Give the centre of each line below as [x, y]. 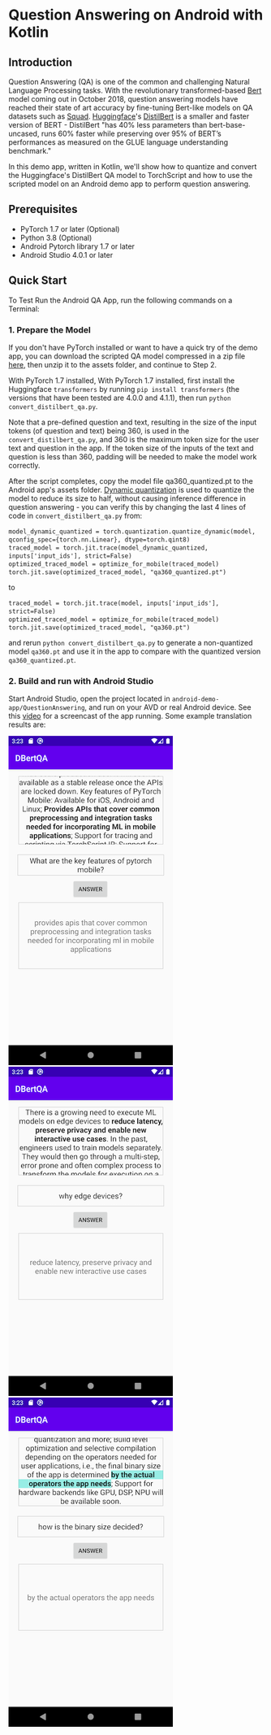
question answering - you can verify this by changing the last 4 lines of [127, 507]
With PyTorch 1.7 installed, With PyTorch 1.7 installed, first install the [122, 380]
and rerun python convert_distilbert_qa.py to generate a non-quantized [131, 642]
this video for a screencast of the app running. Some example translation [130, 716]
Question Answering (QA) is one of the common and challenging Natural [129, 82]
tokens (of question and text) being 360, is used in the [99, 430]
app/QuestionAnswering [47, 708]
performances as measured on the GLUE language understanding [118, 142]
